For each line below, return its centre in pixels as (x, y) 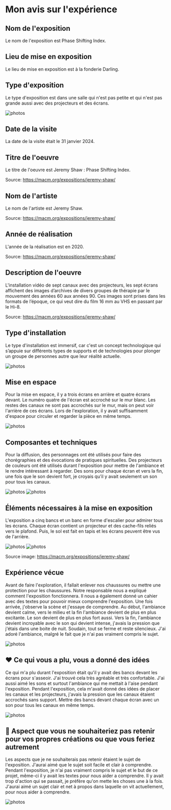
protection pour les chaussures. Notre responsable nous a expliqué (76, 590)
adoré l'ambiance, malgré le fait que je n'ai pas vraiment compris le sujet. (82, 634)
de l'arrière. (17, 536)
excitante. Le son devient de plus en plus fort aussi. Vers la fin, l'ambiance (83, 617)
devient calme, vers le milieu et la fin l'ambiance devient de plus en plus (81, 612)
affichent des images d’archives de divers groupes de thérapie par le (78, 290)
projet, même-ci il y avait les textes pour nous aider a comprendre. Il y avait (84, 776)
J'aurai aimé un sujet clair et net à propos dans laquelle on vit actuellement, (85, 787)
